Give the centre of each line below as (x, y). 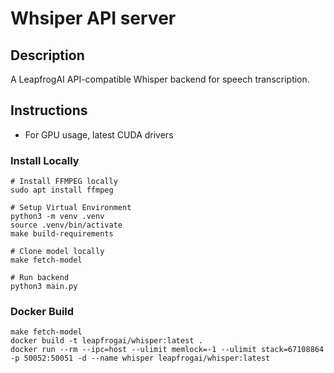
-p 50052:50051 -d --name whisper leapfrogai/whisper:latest (140, 358)
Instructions (49, 110)
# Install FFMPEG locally (64, 182)
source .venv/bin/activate (66, 225)
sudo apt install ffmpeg (62, 190)
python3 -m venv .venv (57, 217)
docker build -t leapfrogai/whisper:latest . (106, 341)
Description (47, 55)
